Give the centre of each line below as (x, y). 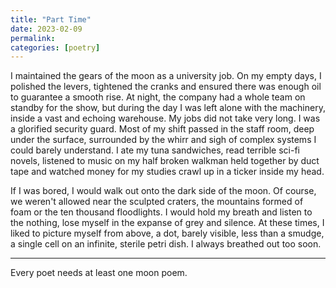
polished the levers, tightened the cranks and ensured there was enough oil (166, 87)
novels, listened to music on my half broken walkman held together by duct (165, 161)
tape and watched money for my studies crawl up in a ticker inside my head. (167, 172)
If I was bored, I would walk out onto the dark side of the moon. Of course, (163, 191)
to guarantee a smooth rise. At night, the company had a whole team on (158, 97)
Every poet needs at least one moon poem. (99, 273)
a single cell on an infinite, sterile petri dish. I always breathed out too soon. (166, 244)
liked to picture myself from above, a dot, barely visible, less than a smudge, (167, 233)
